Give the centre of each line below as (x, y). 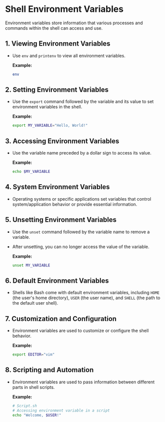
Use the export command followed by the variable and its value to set (83, 102)
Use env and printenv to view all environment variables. (69, 55)
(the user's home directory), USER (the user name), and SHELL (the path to (86, 298)
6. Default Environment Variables (57, 281)
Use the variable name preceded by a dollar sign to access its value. (82, 153)
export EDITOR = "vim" (33, 355)
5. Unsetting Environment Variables (61, 220)
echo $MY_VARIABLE (31, 172)
